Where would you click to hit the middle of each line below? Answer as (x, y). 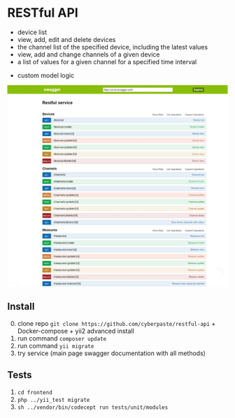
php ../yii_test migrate (54, 400)
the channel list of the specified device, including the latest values (113, 47)
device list (32, 32)
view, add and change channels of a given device (88, 54)
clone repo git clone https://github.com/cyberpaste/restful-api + (116, 323)
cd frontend (35, 392)
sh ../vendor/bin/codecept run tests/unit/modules (93, 407)
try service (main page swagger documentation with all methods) (112, 353)
